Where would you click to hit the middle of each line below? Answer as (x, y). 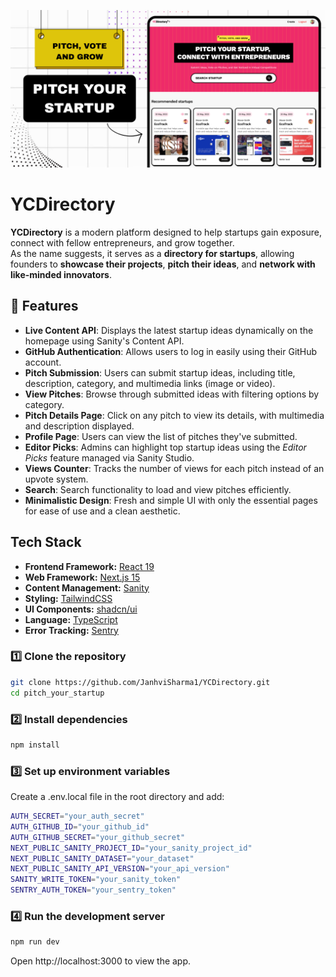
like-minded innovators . (61, 274)
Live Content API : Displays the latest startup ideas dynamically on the (169, 330)
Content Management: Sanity (87, 587)
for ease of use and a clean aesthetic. (102, 511)
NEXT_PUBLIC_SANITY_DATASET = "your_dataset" (102, 858)
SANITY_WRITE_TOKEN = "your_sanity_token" (96, 880)
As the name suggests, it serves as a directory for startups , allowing (152, 253)
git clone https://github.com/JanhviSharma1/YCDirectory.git (140, 682)
